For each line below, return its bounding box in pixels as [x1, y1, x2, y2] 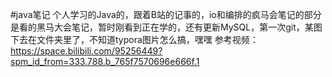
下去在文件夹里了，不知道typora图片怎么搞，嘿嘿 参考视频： [10, 34, 259, 45]
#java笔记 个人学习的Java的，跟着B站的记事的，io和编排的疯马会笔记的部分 [10, 9, 322, 20]
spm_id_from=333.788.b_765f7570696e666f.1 [10, 56, 200, 67]
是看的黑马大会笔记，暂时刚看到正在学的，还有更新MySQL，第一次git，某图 [10, 21, 323, 33]
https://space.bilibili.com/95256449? [10, 45, 163, 57]
